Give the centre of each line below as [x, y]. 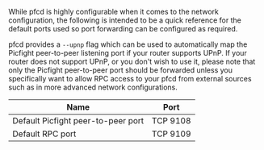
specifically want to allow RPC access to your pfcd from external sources [130, 79]
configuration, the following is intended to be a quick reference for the [125, 20]
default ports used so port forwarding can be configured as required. [123, 29]
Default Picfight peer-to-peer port [78, 121]
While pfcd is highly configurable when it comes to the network [114, 12]
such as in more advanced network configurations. [93, 87]
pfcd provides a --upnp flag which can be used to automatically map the [128, 44]
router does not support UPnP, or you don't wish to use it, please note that [132, 61]
